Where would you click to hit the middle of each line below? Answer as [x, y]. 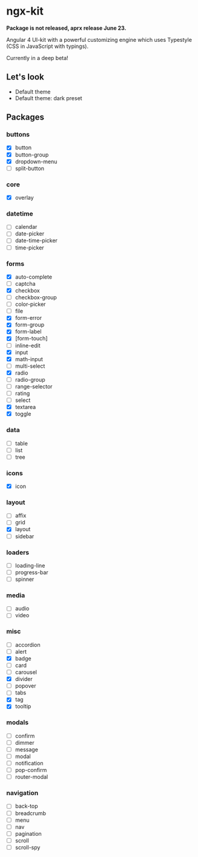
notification [29, 763]
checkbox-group [36, 297]
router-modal [31, 777]
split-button [29, 168]
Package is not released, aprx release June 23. [66, 28]
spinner [25, 579]
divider [24, 679]
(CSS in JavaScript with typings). [48, 46]
